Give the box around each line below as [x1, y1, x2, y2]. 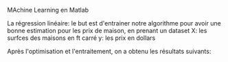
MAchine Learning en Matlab [7, 6, 89, 14]
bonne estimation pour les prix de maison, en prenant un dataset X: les [7, 27, 207, 34]
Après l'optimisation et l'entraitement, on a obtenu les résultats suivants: [7, 48, 212, 55]
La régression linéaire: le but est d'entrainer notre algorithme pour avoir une [7, 19, 221, 27]
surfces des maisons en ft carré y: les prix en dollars [7, 34, 156, 42]
